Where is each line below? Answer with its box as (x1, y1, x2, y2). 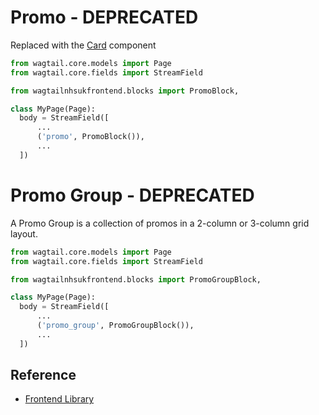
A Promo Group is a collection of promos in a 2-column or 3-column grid (10, 217, 310, 229)
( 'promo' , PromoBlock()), (36, 132, 145, 142)
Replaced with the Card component (10, 39, 157, 51)
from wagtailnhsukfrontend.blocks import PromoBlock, (10, 86, 240, 96)
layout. (10, 227, 38, 240)
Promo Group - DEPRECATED (10, 184, 255, 206)
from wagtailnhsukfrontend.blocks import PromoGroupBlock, (10, 274, 262, 285)
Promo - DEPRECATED (10, 6, 199, 29)
